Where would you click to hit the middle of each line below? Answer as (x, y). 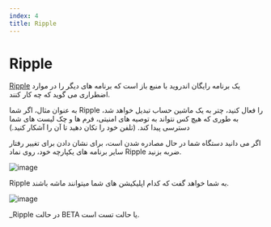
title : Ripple (33, 24)
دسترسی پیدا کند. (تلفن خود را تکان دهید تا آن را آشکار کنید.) (100, 127)
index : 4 (24, 16)
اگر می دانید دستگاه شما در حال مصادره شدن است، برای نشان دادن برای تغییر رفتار (135, 143)
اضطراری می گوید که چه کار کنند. (60, 95)
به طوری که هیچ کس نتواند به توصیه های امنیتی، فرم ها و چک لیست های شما (124, 119)
